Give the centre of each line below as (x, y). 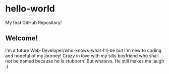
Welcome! (21, 38)
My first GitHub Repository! (34, 22)
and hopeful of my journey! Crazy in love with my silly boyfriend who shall (82, 55)
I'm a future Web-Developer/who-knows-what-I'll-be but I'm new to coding (83, 50)
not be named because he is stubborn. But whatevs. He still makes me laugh (85, 61)
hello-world (30, 9)
